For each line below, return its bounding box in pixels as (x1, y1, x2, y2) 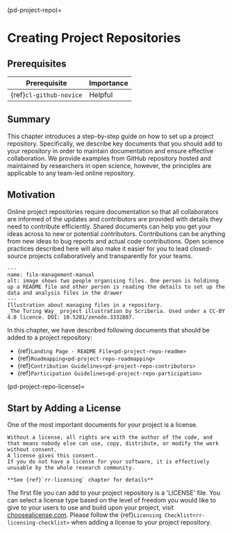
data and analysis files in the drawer (7, 289, 123, 296)
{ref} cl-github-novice (10, 90, 83, 99)
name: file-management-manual (7, 271, 95, 278)
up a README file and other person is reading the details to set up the (7, 283, 226, 290)
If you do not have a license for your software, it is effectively (7, 458, 210, 466)
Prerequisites (7, 58, 67, 69)
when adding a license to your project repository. (71, 518, 212, 527)
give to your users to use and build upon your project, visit (7, 503, 174, 512)
